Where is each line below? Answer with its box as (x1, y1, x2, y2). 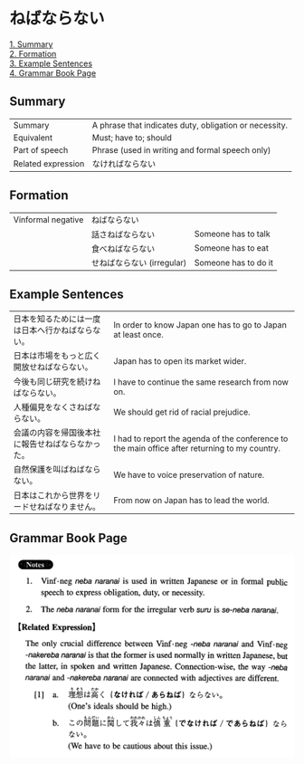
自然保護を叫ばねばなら (13, 463, 101, 475)
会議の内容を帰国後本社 (13, 427, 101, 438)
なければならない (91, 158, 157, 169)
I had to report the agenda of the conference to (113, 434, 289, 444)
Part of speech (13, 145, 69, 155)
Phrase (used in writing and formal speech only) (91, 145, 271, 155)
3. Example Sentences (9, 58, 93, 69)
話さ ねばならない (90, 228, 156, 240)
